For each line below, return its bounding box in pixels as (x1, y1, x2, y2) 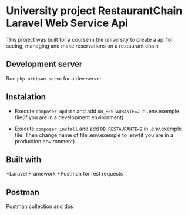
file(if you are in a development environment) (14, 113, 124, 121)
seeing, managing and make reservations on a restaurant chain (6, 42, 159, 49)
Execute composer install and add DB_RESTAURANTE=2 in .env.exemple (14, 125, 182, 132)
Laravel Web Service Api (6, 16, 128, 30)
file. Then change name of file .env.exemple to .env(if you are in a (14, 131, 174, 139)
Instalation (6, 92, 46, 102)
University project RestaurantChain (6, 4, 183, 18)
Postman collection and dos (6, 203, 73, 210)
